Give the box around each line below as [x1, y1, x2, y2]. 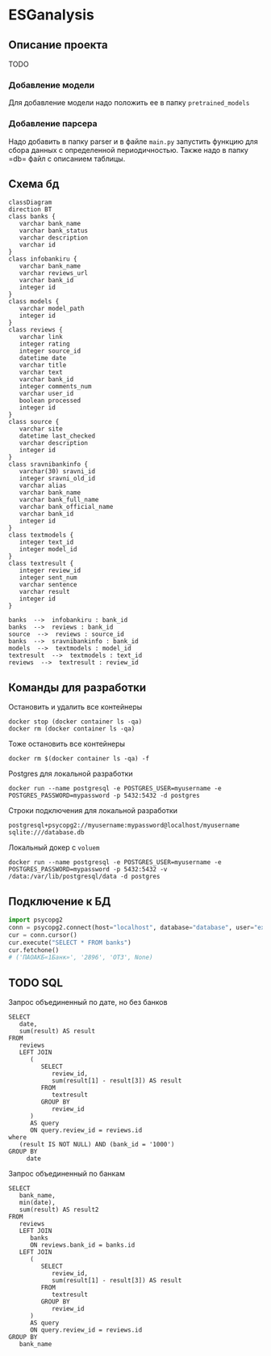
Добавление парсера [8, 118, 98, 129]
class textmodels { [8, 532, 74, 540]
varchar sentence [19, 581, 78, 589]
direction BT [8, 206, 52, 214]
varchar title [19, 362, 67, 370]
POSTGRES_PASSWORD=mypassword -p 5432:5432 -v [8, 866, 168, 874]
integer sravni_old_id [19, 475, 95, 483]
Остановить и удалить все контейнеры [8, 702, 143, 712]
